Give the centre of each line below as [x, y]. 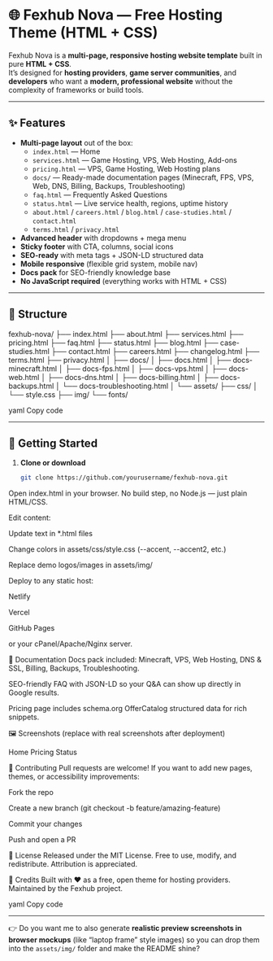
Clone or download [53, 463]
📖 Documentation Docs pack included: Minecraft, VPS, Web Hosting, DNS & [135, 660]
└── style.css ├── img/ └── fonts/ [68, 394]
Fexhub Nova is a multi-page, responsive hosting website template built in [135, 55]
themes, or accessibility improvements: [74, 777]
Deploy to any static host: [51, 581]
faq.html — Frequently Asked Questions [100, 194]
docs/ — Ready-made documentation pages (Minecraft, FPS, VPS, [143, 177]
